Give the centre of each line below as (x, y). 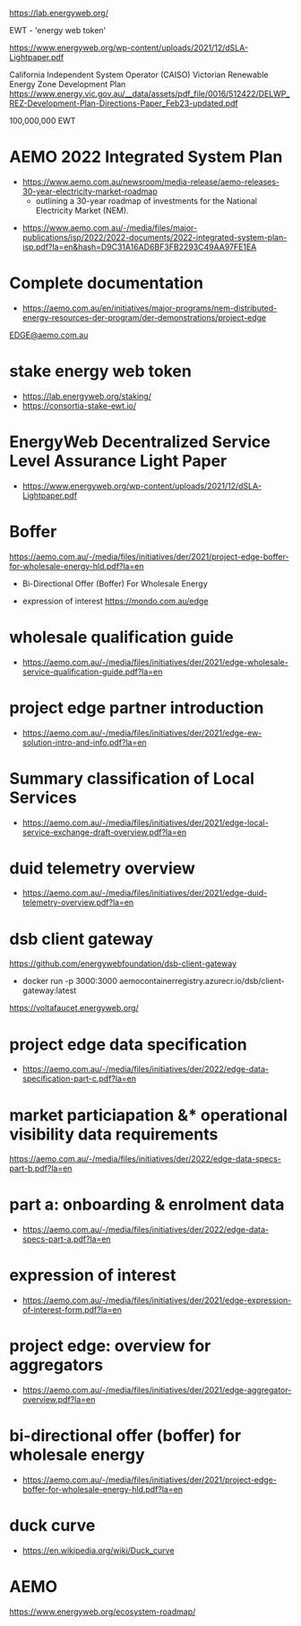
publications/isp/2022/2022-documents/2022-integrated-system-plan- (155, 237)
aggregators (56, 1365)
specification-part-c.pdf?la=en (79, 1079)
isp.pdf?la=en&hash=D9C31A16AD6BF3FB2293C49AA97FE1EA (139, 247)
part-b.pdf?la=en (41, 1169)
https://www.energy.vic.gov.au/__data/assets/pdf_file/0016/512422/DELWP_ (150, 94)
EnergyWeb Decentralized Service (140, 442)
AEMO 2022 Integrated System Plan (146, 157)
